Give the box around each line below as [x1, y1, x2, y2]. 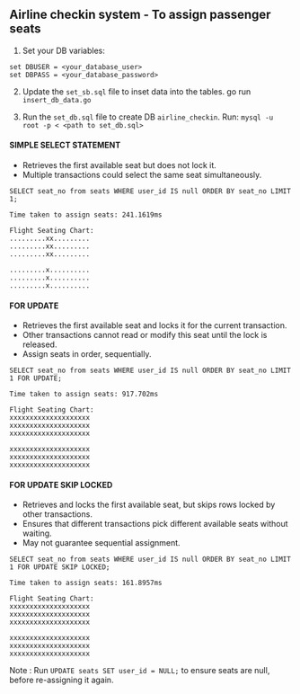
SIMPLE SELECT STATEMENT [9, 139, 121, 151]
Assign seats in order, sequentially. [22, 349, 152, 360]
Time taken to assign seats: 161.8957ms [9, 579, 163, 588]
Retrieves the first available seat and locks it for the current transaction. [22, 320, 287, 331]
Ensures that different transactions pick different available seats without [22, 519, 289, 529]
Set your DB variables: [22, 45, 106, 56]
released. [22, 339, 57, 350]
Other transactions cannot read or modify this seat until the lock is [22, 330, 268, 341]
